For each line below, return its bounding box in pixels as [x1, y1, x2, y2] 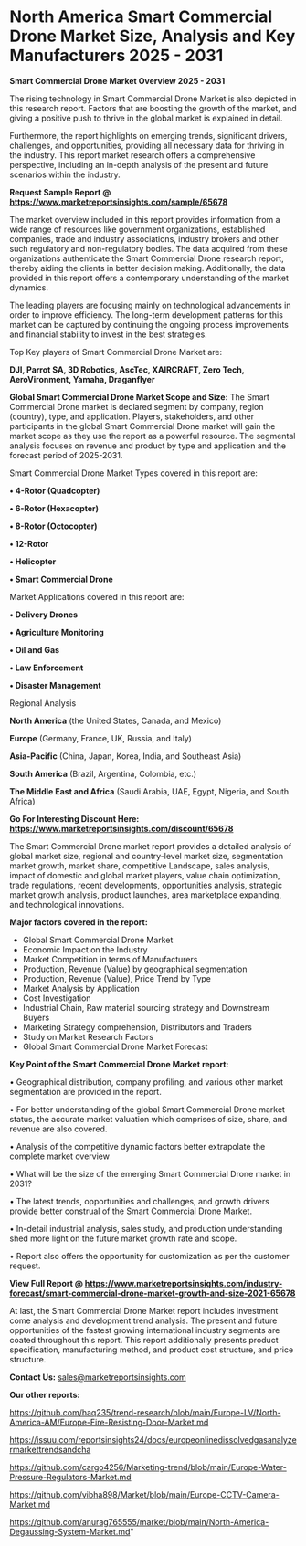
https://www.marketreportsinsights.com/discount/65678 [9, 823, 234, 834]
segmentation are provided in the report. [9, 1086, 162, 1097]
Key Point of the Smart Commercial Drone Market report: [9, 1058, 229, 1069]
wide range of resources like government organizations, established [9, 224, 266, 235]
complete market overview [9, 1151, 110, 1162]
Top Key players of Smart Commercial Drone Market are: [9, 346, 222, 357]
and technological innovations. [9, 899, 125, 910]
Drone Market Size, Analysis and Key [9, 26, 296, 47]
